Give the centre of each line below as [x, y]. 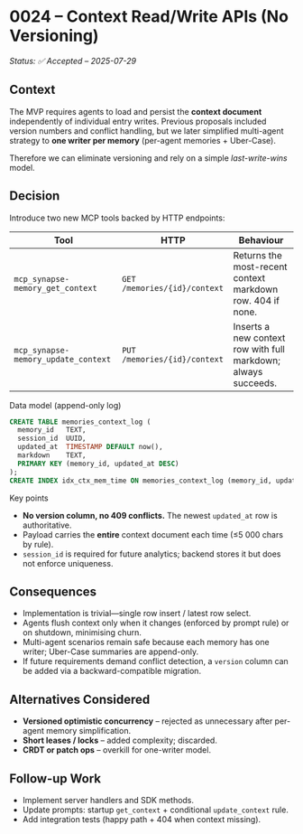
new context [259, 338]
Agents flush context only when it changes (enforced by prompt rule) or [156, 623]
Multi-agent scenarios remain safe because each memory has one [146, 642]
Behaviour [261, 239]
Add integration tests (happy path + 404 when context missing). [142, 819]
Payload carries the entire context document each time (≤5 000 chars [153, 534]
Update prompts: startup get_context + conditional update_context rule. [155, 810]
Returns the [257, 255]
